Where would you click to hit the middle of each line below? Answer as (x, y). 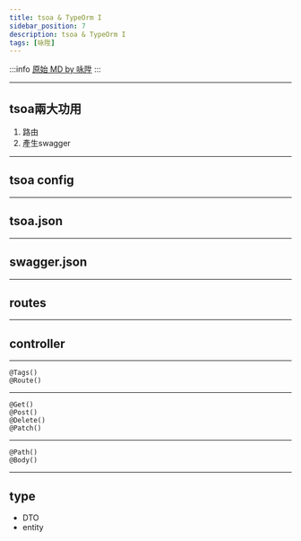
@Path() (24, 453)
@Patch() (26, 428)
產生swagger (47, 144)
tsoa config (42, 180)
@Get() (21, 405)
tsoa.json (36, 221)
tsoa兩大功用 (46, 109)
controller (37, 343)
